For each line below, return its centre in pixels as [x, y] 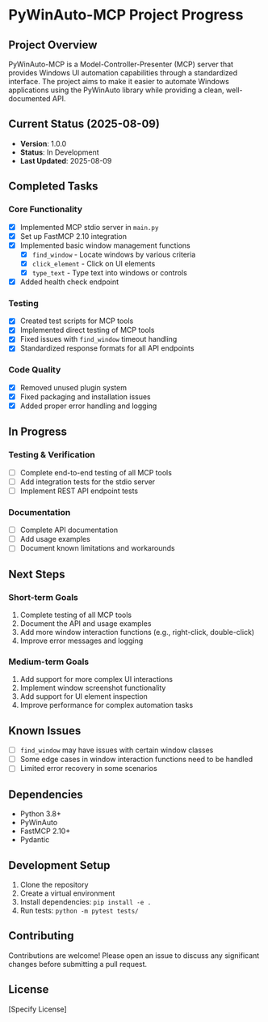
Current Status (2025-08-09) [84, 124]
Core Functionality [46, 210]
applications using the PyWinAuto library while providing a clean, [116, 90]
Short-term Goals [44, 597]
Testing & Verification [52, 455]
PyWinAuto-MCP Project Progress [126, 15]
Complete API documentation [69, 530]
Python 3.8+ [41, 814]
